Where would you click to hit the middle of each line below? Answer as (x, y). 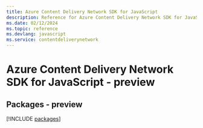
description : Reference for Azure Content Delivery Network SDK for (94, 17)
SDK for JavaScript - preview (81, 82)
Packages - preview (44, 104)
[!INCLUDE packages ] (34, 119)
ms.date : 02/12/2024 (32, 23)
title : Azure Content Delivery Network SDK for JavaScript (82, 12)
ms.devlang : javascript (36, 34)
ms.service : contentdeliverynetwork (52, 40)
